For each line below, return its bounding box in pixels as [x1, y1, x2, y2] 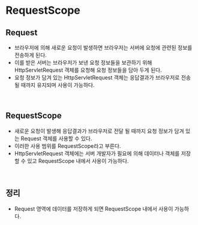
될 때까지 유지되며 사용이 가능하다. [14, 81, 95, 89]
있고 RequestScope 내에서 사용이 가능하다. [27, 157, 129, 165]
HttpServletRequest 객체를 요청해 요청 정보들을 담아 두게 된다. [14, 66, 163, 74]
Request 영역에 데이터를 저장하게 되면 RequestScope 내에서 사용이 [14, 205, 173, 212]
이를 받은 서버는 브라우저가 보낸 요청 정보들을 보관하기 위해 [14, 59, 152, 66]
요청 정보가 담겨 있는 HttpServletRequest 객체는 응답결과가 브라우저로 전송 [14, 74, 191, 81]
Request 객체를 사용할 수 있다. [20, 135, 92, 142]
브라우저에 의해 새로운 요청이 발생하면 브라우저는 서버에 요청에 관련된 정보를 [14, 44, 193, 51]
